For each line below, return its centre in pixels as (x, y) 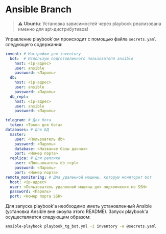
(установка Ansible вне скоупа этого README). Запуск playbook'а (77, 211)
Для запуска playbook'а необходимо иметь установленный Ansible (79, 206)
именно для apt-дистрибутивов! (53, 29)
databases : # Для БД (27, 130)
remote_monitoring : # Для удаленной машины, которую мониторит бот (79, 177)
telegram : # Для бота (28, 120)
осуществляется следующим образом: (48, 217)
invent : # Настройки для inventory (43, 54)
